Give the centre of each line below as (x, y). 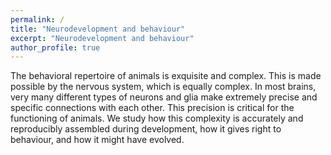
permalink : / (37, 19)
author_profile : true (55, 47)
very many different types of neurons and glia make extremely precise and (164, 97)
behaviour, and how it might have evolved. (97, 140)
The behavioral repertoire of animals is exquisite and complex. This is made (166, 76)
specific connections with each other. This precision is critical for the (152, 108)
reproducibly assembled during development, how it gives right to (146, 129)
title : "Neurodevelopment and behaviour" (98, 29)
